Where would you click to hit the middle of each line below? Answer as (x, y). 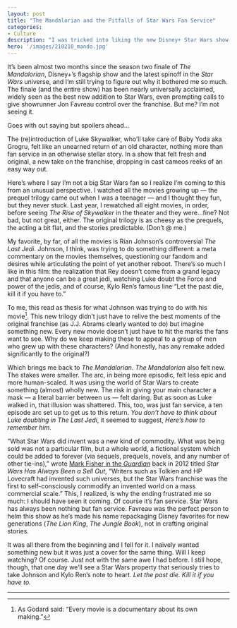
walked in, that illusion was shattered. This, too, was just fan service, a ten (115, 405)
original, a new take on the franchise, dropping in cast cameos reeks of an (115, 162)
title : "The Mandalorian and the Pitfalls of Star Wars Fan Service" (112, 20)
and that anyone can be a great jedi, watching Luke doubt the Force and (112, 279)
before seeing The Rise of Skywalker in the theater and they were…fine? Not (118, 213)
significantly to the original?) (49, 354)
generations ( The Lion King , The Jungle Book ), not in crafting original (108, 524)
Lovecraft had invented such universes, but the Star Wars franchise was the (117, 478)
